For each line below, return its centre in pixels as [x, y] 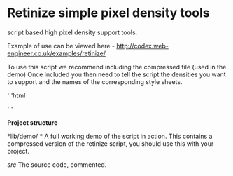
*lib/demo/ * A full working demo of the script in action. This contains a [110, 136]
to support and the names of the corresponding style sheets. [95, 81]
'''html [16, 95]
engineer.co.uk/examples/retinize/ [57, 53]
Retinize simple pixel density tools [108, 13]
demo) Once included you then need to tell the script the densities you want [116, 74]
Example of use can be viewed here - [61, 46]
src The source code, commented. [57, 164]
